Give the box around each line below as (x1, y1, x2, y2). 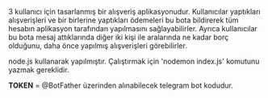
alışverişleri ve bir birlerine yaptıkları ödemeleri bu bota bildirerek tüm (8, 15, 239, 25)
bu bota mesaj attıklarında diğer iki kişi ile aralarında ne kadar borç (8, 32, 229, 42)
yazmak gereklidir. (8, 65, 69, 75)
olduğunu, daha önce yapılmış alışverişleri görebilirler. (8, 41, 187, 51)
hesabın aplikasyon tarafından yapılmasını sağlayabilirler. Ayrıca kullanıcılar (8, 24, 258, 33)
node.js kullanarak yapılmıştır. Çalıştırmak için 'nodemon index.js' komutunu (8, 56, 260, 66)
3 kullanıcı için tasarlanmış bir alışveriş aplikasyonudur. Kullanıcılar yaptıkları (8, 7, 261, 16)
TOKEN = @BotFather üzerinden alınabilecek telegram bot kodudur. (8, 80, 234, 90)
